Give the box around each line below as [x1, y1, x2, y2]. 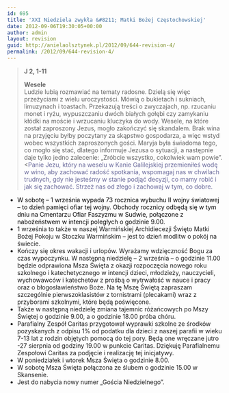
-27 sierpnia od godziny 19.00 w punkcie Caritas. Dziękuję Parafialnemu [16, 341, 220, 350]
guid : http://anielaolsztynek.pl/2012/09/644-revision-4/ [7, 42, 176, 49]
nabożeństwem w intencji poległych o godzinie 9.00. [16, 217, 165, 226]
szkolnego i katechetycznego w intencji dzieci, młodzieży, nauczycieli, [16, 268, 216, 276]
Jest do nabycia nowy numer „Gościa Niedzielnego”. [16, 378, 165, 386]
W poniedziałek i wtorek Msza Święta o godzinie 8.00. [16, 356, 170, 364]
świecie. [16, 239, 41, 248]
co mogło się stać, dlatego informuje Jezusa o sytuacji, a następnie [23, 145, 214, 154]
